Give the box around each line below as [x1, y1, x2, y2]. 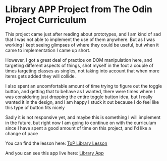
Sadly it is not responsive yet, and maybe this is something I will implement [5, 114, 161, 120]
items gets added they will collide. [5, 73, 76, 79]
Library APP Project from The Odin [5, 4, 153, 15]
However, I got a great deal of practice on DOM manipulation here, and [5, 57, 152, 63]
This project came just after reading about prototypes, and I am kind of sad [5, 31, 161, 37]
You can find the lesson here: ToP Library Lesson [5, 140, 107, 146]
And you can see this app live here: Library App [5, 150, 104, 156]
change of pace [5, 130, 38, 136]
